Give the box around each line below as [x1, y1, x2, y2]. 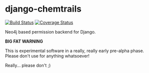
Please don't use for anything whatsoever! [5, 53, 90, 59]
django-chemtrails [5, 3, 82, 15]
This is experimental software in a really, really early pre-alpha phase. [5, 48, 144, 54]
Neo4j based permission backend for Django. [5, 29, 96, 35]
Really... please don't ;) [5, 62, 51, 68]
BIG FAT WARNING [5, 38, 43, 44]
